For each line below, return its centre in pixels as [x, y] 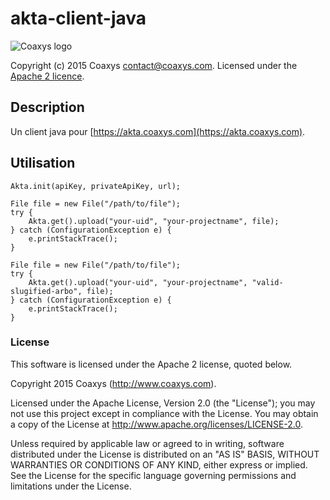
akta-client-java [78, 18]
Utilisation [43, 163]
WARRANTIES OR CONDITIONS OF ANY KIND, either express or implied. [159, 464]
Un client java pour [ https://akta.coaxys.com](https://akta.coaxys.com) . [158, 131]
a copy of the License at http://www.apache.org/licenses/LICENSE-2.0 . [157, 424]
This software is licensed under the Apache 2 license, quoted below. [151, 364]
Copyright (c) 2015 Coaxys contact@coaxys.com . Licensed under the [154, 65]
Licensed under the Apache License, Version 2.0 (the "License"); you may [163, 403]
